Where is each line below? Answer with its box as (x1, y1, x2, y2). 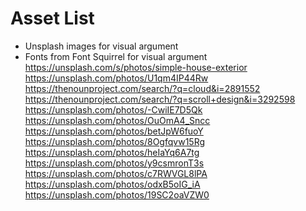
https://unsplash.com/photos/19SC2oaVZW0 (24, 188, 210, 201)
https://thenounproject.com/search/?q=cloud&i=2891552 (24, 82, 261, 94)
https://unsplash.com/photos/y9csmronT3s (24, 157, 205, 169)
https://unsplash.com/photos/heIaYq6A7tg (24, 146, 200, 158)
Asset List (10, 7, 95, 30)
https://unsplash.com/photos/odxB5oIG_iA (24, 178, 201, 190)
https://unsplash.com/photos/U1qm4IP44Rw (24, 72, 209, 84)
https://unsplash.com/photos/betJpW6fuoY (24, 125, 204, 137)
